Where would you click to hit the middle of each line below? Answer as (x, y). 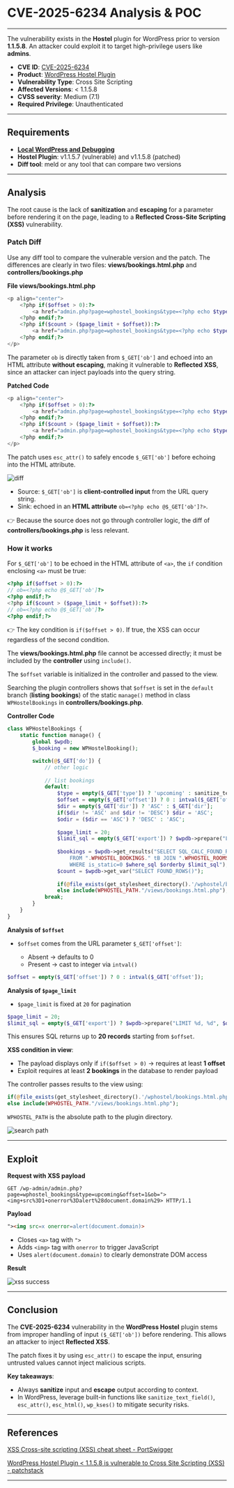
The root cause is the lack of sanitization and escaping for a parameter (110, 209)
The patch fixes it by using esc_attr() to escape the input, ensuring (104, 1355)
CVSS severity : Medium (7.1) (58, 96)
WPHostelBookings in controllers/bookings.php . (76, 703)
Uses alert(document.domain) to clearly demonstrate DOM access (112, 1254)
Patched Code (28, 386)
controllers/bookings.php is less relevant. (68, 530)
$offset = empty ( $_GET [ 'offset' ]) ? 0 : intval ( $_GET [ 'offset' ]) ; (106, 977)
